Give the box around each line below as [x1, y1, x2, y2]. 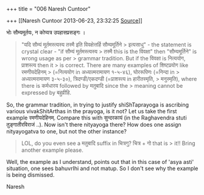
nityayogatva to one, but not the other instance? [6, 128, 127, 135]
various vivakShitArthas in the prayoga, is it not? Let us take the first [6, 108, 177, 115]
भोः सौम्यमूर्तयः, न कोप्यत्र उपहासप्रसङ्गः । [6, 29, 86, 36]
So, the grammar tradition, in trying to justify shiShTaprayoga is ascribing [6, 101, 189, 108]
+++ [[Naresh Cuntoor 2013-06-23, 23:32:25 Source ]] [6, 17, 142, 24]
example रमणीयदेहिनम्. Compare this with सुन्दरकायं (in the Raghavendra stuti [6, 114, 187, 121]
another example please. [21, 146, 83, 154]
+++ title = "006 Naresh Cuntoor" [6, 5, 91, 12]
